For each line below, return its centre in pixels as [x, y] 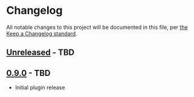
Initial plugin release [40, 87]
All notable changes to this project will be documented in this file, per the [97, 27]
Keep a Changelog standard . [42, 33]
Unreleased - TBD [40, 53]
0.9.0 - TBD [28, 73]
